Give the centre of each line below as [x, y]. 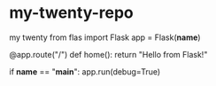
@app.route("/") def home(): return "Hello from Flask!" [108, 54]
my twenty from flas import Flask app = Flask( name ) [105, 37]
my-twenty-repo [72, 13]
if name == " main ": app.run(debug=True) [85, 71]
